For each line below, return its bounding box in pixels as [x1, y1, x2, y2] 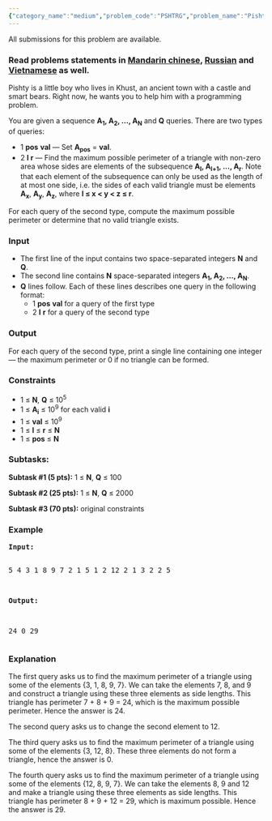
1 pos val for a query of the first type [32, 299, 155, 309]
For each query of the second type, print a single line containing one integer [8, 346, 262, 356]
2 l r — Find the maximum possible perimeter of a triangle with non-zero [19, 152, 261, 162]
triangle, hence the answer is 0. [8, 755, 113, 764]
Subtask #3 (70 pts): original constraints [8, 503, 145, 513]
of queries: [8, 126, 45, 136]
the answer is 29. [8, 805, 66, 815]
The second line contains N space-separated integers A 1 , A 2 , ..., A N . [19, 271, 249, 283]
